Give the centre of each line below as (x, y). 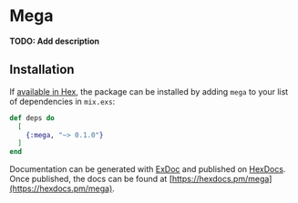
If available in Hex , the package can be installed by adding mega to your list (149, 91)
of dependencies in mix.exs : (62, 101)
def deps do (32, 118)
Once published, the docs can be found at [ (91, 179)
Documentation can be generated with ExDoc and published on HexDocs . (148, 169)
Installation (42, 70)
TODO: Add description (55, 41)
